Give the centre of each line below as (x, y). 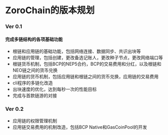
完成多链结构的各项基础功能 (34, 39)
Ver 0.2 (14, 109)
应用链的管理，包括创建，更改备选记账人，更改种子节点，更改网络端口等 (88, 58)
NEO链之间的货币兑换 (35, 70)
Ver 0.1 (14, 27)
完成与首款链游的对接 (35, 96)
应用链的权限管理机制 (35, 121)
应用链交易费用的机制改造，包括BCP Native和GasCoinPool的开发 (80, 127)
